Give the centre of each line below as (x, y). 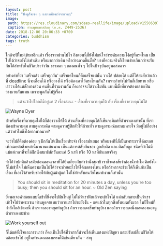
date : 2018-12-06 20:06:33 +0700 (39, 32)
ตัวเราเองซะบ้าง (17, 213)
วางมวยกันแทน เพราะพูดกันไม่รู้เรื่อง (34, 92)
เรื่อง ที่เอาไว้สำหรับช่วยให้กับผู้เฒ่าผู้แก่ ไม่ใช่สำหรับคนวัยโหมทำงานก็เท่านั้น (64, 172)
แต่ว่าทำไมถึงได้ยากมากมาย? (28, 131)
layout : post (19, 9)
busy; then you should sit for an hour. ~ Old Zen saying (72, 187)
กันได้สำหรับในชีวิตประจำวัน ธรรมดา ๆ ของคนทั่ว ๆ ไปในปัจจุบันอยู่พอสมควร (66, 65)
